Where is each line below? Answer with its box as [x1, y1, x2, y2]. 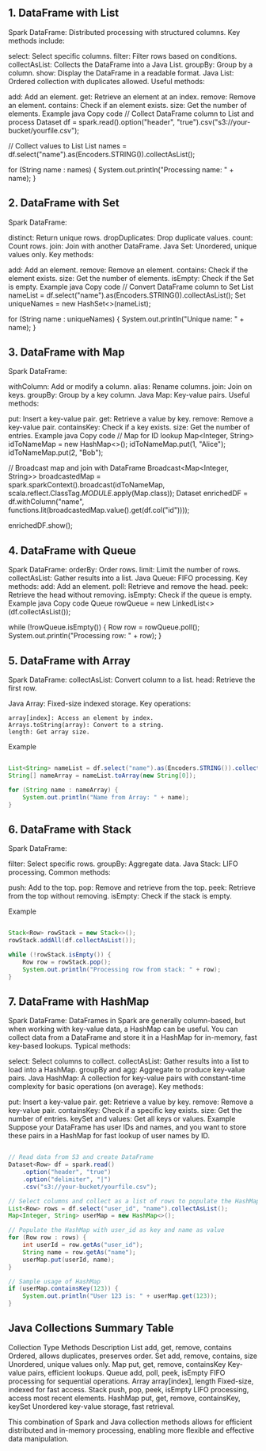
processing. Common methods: [8, 868, 111, 877]
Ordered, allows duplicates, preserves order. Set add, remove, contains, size [8, 1351, 258, 1361]
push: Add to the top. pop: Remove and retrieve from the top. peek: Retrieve [8, 883, 256, 892]
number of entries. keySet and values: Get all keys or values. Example [8, 1114, 236, 1124]
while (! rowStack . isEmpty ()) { [8, 951, 112, 959]
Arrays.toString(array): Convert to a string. [8, 722, 165, 729]
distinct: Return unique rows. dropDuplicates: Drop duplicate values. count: [8, 233, 253, 242]
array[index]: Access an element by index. [8, 714, 154, 722]
